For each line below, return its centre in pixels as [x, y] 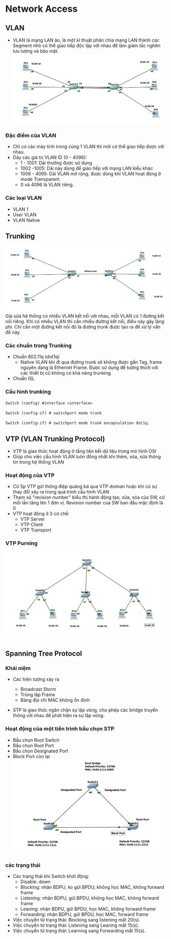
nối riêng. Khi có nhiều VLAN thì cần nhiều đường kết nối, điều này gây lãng [85, 321]
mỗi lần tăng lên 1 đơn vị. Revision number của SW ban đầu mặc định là [88, 503]
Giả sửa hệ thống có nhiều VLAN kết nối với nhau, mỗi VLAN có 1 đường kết [85, 316]
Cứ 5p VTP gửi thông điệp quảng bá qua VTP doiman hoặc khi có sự [85, 486]
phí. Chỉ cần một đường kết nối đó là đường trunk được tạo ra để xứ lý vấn [83, 326]
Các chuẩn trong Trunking [38, 345]
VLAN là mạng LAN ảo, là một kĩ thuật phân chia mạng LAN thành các [86, 40]
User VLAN [25, 215]
